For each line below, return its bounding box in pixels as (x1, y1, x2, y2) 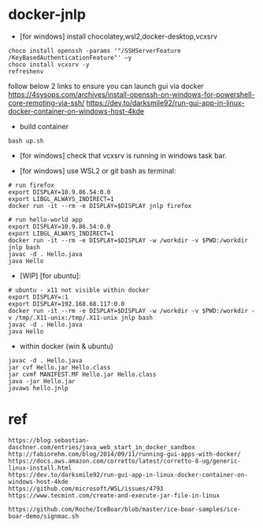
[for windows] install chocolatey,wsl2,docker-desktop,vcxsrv (19, 32, 218, 41)
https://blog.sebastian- (8, 436, 90, 444)
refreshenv (8, 67, 44, 76)
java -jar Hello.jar (8, 377, 76, 385)
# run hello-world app (8, 215, 83, 224)
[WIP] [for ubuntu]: (19, 270, 81, 281)
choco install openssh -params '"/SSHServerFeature (8, 46, 181, 54)
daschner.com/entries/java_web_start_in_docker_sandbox (8, 443, 195, 451)
